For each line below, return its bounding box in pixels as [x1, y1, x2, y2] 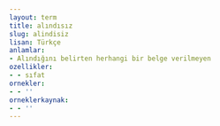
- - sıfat [9, 71, 46, 80]
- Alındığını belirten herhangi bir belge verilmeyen [9, 54, 212, 63]
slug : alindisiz [9, 29, 69, 38]
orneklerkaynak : [9, 95, 69, 105]
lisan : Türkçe [9, 37, 62, 47]
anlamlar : [9, 46, 46, 55]
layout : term [9, 12, 57, 22]
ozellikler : [9, 63, 53, 72]
